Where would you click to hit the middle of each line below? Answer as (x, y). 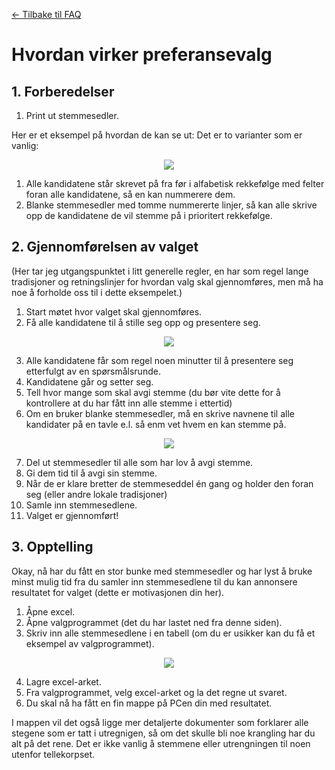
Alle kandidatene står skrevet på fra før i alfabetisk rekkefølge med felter (175, 183)
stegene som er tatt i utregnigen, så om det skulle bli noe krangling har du (163, 733)
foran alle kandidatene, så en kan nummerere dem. (130, 194)
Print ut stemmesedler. (72, 115)
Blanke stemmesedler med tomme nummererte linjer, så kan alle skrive (171, 205)
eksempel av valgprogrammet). (90, 643)
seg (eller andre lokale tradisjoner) (96, 494)
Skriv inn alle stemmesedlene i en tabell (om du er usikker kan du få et (170, 633)
